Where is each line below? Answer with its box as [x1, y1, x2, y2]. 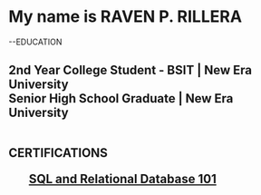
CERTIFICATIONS [8, 145, 108, 161]
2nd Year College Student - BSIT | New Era [8, 63, 253, 78]
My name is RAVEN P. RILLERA [8, 6, 242, 27]
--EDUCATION [8, 36, 63, 47]
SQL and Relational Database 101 [28, 171, 217, 187]
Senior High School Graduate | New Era [8, 91, 234, 106]
